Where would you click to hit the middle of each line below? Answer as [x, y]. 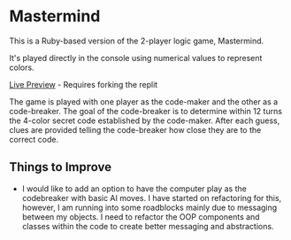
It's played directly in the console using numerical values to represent [136, 58]
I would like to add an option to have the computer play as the [134, 189]
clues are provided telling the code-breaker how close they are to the [135, 129]
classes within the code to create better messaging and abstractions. [148, 226]
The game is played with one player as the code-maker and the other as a [144, 101]
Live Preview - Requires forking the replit [84, 84]
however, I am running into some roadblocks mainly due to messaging [149, 207]
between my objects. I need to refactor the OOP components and [141, 217]
